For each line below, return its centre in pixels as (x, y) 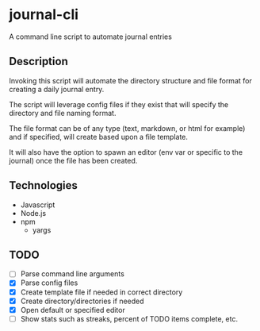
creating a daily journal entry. (57, 89)
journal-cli (44, 15)
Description (38, 62)
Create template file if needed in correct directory (101, 292)
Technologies (44, 185)
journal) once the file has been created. (73, 160)
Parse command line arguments (73, 274)
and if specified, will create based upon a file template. (99, 137)
